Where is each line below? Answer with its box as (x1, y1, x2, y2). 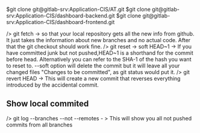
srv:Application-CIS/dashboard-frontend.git (6, 19, 115, 25)
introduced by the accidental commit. (6, 81, 99, 88)
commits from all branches (6, 121, 73, 128)
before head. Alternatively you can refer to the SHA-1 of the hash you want (6, 56, 192, 63)
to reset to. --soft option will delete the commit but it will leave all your (6, 62, 180, 69)
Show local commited (6, 99, 89, 109)
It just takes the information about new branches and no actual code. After (6, 37, 191, 43)
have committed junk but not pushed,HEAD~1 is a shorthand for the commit (6, 49, 194, 57)
